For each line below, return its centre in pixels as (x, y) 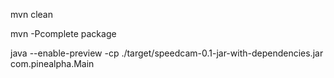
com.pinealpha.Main (52, 63)
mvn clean (31, 14)
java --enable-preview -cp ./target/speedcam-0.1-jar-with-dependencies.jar (167, 53)
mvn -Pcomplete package (63, 33)
